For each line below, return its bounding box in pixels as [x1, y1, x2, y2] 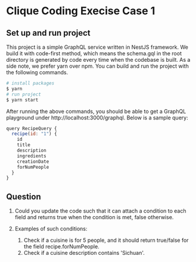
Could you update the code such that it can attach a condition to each [14, 207, 186, 214]
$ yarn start [6, 97, 39, 103]
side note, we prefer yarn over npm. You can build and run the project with [6, 62, 189, 70]
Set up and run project [6, 28, 91, 38]
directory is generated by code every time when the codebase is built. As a [6, 56, 191, 63]
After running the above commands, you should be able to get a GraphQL [6, 108, 186, 115]
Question [6, 191, 41, 201]
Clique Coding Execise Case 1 [6, 4, 155, 18]
